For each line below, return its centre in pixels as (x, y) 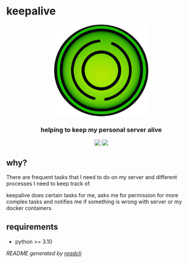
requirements (32, 227)
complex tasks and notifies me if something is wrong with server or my (94, 201)
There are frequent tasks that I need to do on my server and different (92, 177)
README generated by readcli (44, 253)
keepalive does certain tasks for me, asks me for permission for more (92, 195)
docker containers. (30, 208)
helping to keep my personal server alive (101, 130)
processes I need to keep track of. (49, 183)
